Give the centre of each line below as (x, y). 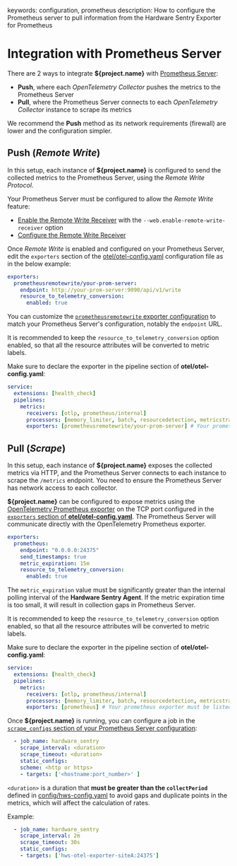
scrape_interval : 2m (50, 836)
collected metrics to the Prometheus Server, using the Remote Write (106, 177)
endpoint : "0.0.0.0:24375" (60, 550)
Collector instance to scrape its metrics (74, 110)
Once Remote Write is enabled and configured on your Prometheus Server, (116, 248)
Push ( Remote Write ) (54, 153)
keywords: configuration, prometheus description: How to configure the (111, 10)
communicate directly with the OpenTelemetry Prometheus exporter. (107, 524)
